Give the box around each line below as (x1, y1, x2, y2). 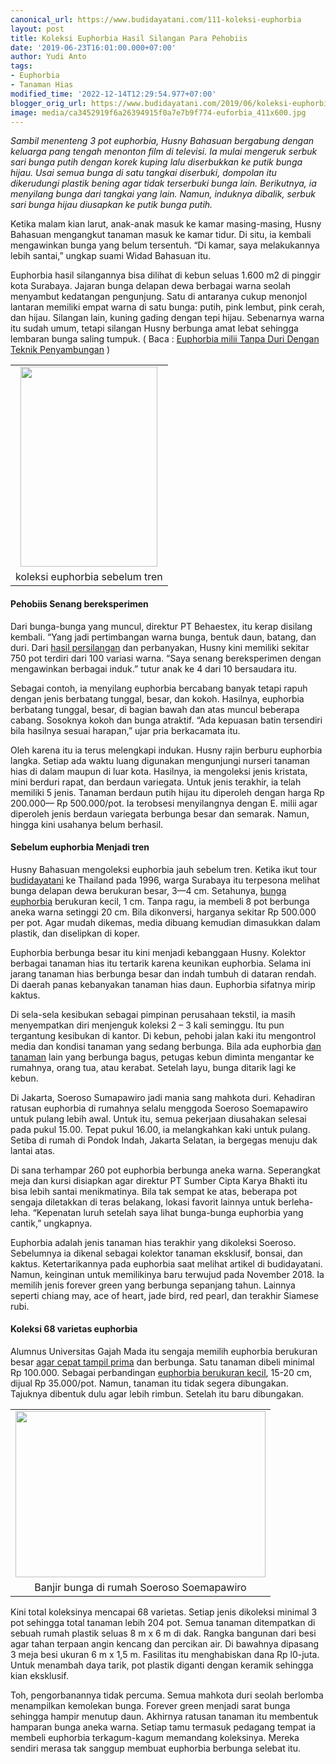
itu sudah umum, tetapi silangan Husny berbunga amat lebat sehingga (10, 322, 299, 335)
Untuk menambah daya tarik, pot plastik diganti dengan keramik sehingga (10, 1659, 314, 1671)
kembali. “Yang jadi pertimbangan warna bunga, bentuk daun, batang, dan (10, 631, 317, 643)
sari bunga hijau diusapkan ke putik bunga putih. (10, 199, 213, 211)
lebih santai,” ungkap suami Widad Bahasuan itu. (10, 250, 212, 262)
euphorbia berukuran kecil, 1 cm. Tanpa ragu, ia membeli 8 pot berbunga (10, 895, 310, 907)
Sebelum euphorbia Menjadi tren (10, 841, 150, 853)
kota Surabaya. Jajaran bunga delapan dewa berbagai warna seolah (10, 280, 291, 292)
